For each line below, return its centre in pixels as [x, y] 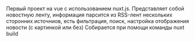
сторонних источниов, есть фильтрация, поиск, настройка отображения [97, 21]
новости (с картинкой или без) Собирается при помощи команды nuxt [95, 27]
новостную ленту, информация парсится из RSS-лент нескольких [89, 15]
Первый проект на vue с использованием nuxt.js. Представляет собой [95, 9]
